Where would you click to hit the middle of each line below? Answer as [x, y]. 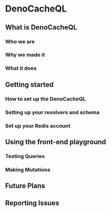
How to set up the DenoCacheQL [45, 99]
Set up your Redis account [38, 126]
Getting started [29, 84]
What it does [21, 68]
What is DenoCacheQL [41, 27]
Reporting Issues [32, 203]
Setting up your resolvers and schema [52, 112]
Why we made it [25, 55]
